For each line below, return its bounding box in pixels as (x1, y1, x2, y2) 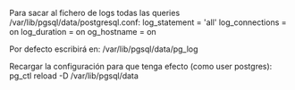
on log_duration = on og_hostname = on (9, 27, 156, 37)
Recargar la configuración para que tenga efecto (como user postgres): (9, 61, 273, 71)
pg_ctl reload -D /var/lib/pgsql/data (9, 70, 139, 81)
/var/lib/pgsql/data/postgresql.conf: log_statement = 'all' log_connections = (9, 17, 288, 28)
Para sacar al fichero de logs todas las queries (9, 8, 181, 18)
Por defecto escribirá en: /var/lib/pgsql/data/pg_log (9, 44, 198, 54)
